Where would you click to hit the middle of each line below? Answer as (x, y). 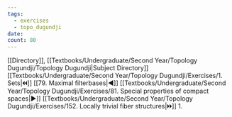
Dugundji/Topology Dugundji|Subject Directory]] (78, 68)
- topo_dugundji (38, 27)
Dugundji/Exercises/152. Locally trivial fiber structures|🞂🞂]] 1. (95, 106)
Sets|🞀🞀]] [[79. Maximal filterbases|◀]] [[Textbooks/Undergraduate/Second (117, 83)
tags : (15, 14)
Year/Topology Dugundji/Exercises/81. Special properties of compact (108, 91)
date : (15, 34)
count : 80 (22, 40)
